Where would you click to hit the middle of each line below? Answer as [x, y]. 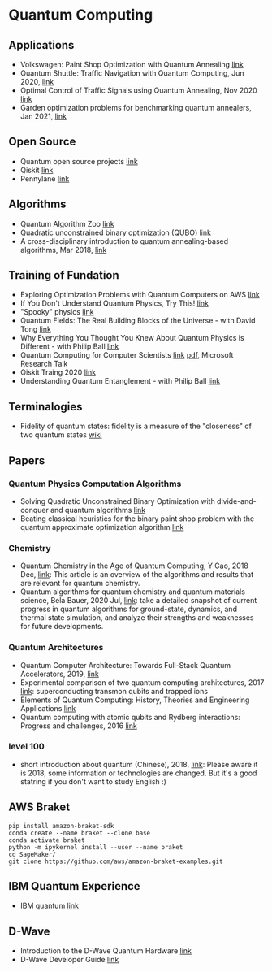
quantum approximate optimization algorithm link [102, 527]
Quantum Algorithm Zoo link [67, 223]
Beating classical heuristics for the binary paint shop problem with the [137, 519]
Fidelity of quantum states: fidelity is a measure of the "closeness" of [136, 426]
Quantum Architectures [56, 648]
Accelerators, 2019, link [59, 674]
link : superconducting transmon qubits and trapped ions [114, 691]
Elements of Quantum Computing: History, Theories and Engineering [135, 700]
